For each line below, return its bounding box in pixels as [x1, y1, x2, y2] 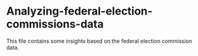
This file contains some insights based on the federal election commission [6, 37, 193, 44]
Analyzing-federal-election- [6, 4, 153, 18]
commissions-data [6, 17, 104, 31]
